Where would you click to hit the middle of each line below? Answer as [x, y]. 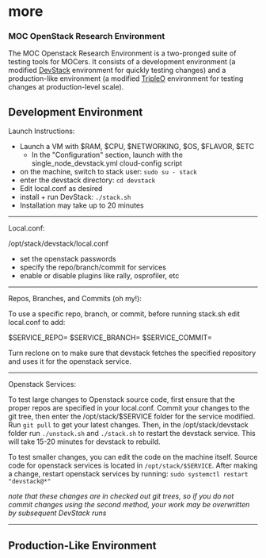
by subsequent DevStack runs [57, 513]
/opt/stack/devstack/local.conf [59, 243]
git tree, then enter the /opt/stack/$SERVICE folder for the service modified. [132, 417]
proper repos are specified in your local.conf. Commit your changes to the [129, 408]
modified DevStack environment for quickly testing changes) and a [117, 71]
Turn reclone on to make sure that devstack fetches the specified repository [132, 353]
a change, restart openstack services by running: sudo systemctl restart [128, 474]
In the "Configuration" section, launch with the [107, 155]
